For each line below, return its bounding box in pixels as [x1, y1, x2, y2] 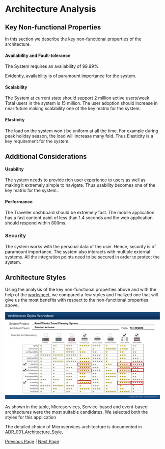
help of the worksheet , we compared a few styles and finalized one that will [5, 291, 158, 298]
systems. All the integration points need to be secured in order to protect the [5, 254, 160, 260]
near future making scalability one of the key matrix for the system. [5, 106, 141, 112]
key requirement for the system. [5, 138, 70, 144]
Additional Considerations [5, 152, 87, 161]
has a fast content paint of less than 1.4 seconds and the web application [5, 215, 153, 221]
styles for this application [5, 414, 56, 421]
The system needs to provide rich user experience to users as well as [5, 177, 146, 183]
